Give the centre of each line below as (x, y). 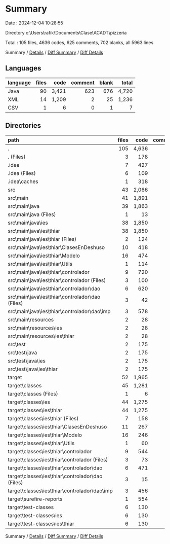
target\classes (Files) (33, 393)
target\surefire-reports (35, 499)
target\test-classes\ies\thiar (41, 524)
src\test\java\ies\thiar (33, 369)
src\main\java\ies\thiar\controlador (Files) (57, 280)
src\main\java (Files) (32, 214)
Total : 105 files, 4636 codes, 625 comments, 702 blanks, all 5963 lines (79, 42)
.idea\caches (23, 182)
